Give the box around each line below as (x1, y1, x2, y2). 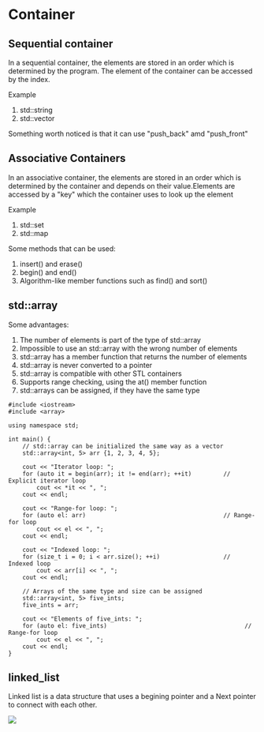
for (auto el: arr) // (22, 511, 231, 519)
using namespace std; (8, 421, 80, 430)
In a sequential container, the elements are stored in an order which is (8, 58, 235, 67)
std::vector (19, 114, 55, 123)
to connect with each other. (8, 700, 98, 710)
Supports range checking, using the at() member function (19, 377, 207, 386)
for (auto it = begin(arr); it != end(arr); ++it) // (22, 470, 231, 478)
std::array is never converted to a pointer (19, 360, 153, 370)
